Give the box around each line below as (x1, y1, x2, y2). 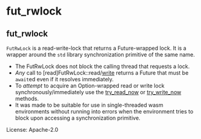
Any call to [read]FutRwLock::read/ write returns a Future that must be (15, 69, 189, 76)
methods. (15, 95, 39, 102)
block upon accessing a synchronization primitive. (15, 114, 140, 121)
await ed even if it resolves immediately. (15, 76, 114, 83)
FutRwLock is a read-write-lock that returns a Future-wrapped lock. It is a (6, 44, 186, 52)
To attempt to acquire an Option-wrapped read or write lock (15, 82, 165, 89)
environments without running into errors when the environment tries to (15, 108, 194, 115)
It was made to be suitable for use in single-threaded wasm (15, 101, 163, 109)
